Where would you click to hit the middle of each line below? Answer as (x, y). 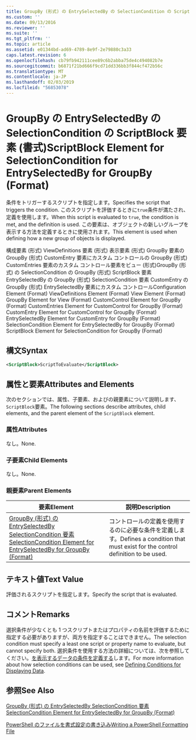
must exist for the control (143, 547)
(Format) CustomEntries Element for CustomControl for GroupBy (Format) (94, 306)
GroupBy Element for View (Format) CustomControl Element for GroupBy (93, 300)
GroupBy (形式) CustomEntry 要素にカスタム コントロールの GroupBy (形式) (97, 258)
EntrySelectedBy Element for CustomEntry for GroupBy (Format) (83, 318)
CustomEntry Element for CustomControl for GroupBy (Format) (81, 312)
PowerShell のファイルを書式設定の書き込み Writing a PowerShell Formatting (97, 724)
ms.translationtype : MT (35, 71)
